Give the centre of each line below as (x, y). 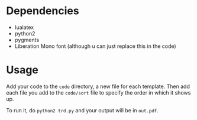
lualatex (24, 27)
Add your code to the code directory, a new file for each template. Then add (98, 86)
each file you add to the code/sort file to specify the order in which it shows (98, 92)
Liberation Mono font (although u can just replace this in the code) (95, 46)
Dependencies (43, 11)
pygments (27, 40)
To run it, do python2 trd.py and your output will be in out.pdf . (82, 110)
